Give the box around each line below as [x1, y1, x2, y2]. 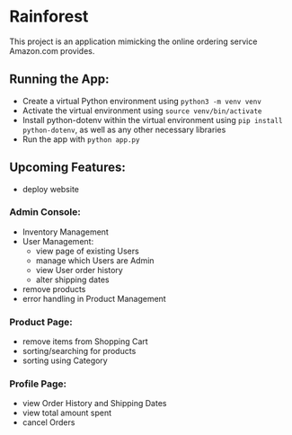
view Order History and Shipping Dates [22, 398, 167, 409]
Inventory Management [22, 226, 110, 237]
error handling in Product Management [22, 293, 166, 304]
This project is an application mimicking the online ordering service [9, 36, 258, 47]
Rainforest [9, 6, 89, 27]
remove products [22, 283, 86, 294]
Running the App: [9, 72, 110, 87]
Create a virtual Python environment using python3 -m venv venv [22, 95, 262, 106]
